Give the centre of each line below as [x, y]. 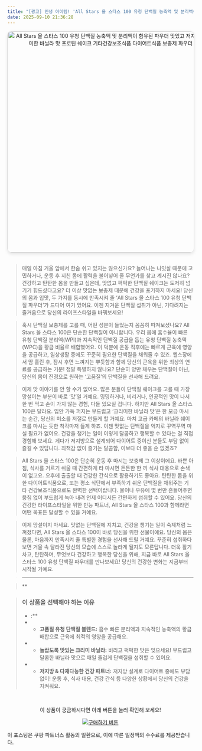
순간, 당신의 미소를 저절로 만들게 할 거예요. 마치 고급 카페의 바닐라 [104, 418]
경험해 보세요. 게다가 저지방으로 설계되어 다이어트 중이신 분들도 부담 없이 [105, 441]
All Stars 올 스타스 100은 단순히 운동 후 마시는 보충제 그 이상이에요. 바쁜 [105, 460]
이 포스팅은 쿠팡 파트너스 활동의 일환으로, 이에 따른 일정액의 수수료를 [86, 734]
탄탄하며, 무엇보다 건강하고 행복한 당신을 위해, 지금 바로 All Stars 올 [112, 554]
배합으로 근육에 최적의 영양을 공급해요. [84, 636]
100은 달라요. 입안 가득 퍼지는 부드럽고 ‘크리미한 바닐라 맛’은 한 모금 [100, 411]
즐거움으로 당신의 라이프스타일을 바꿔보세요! [72, 312]
